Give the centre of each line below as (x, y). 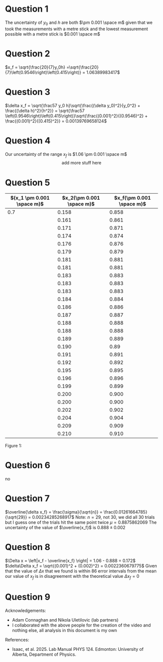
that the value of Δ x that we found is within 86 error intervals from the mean (81, 571)
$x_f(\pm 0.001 (132, 198)
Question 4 (28, 140)
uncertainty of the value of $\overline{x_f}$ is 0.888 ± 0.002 (65, 528)
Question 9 (28, 597)
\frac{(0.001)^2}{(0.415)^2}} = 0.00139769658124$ (56, 121)
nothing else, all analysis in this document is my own (65, 630)
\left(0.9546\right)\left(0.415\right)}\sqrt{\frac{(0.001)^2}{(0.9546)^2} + (76, 116)
